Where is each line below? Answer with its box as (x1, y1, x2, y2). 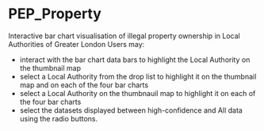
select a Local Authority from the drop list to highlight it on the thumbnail (19, 71, 257, 81)
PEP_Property (8, 5, 101, 23)
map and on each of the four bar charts (19, 80, 149, 90)
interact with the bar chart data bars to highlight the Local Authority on (19, 55, 251, 64)
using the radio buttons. (19, 114, 98, 123)
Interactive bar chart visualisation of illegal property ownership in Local (8, 31, 240, 40)
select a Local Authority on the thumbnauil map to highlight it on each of (19, 88, 256, 98)
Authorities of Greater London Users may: (8, 39, 145, 48)
